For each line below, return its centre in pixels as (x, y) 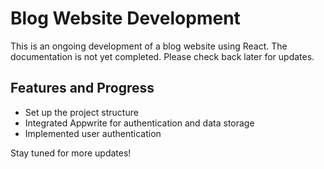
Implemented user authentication (93, 133)
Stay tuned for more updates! (71, 153)
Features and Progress (82, 88)
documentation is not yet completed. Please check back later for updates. (162, 56)
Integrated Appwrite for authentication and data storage (139, 123)
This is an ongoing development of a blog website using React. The (149, 46)
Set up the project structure (81, 112)
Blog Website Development (125, 18)
